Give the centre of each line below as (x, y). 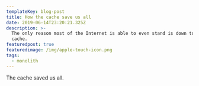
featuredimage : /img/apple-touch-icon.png (59, 50)
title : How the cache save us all (49, 17)
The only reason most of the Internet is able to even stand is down (99, 34)
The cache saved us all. (35, 78)
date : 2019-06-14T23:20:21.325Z (46, 22)
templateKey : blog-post (36, 11)
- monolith (25, 61)
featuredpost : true (30, 45)
